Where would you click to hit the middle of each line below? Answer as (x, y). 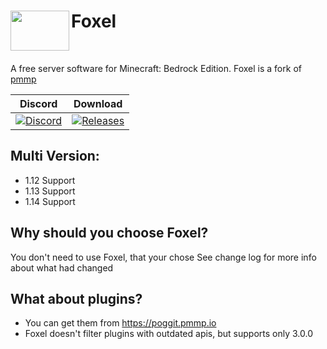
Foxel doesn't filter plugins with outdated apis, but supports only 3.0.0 (168, 334)
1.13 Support (50, 191)
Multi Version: (55, 156)
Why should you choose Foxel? (109, 233)
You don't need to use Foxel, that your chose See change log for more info (163, 257)
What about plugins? (76, 298)
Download (98, 103)
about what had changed (62, 267)
